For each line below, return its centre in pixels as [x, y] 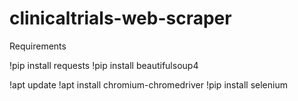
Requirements [38, 46]
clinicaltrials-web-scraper [120, 18]
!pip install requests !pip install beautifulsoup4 [104, 65]
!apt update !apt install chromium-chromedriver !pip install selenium [148, 84]
